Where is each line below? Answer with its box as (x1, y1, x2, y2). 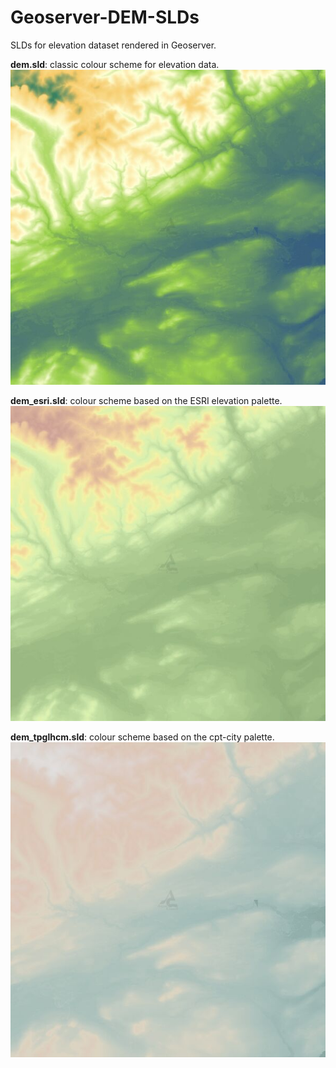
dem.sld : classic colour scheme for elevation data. (10, 58, 220, 70)
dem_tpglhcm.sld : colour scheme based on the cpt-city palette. (10, 731, 275, 743)
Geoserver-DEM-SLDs (10, 6, 200, 29)
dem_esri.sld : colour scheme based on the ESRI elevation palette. (10, 394, 283, 406)
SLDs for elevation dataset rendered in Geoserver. (10, 39, 217, 51)
